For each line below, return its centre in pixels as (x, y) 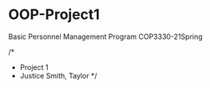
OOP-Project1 (54, 15)
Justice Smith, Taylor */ (58, 75)
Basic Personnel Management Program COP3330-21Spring (105, 36)
